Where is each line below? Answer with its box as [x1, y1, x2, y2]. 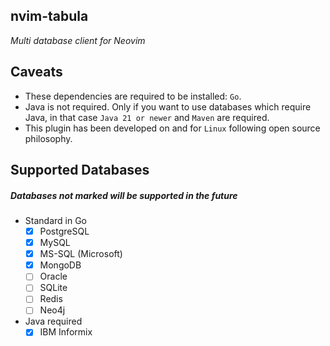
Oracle [39, 270, 68, 283]
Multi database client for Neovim [10, 34, 146, 46]
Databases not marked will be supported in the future [10, 189, 238, 201]
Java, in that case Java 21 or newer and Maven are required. [24, 111, 270, 123]
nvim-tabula [10, 8, 89, 25]
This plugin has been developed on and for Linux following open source [24, 122, 321, 134]
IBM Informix [39, 326, 93, 338]
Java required [24, 315, 83, 328]
